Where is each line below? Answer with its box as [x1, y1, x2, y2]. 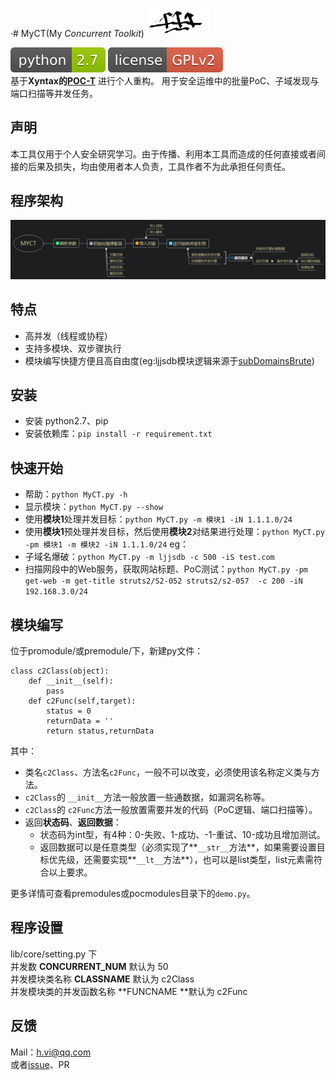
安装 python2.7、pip [24, 415, 109, 427]
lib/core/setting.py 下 [10, 948, 98, 960]
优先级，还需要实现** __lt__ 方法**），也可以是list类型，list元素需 [48, 854, 315, 866]
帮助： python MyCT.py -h [24, 488, 128, 500]
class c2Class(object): [10, 666, 110, 677]
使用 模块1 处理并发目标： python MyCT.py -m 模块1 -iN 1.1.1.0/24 [24, 513, 293, 525]
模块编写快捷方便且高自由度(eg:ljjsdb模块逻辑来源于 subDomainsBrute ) [24, 354, 315, 367]
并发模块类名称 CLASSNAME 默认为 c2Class [10, 973, 195, 985]
